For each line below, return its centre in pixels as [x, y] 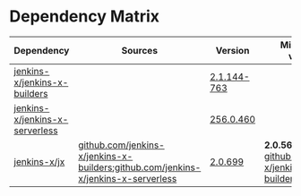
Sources [140, 50]
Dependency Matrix [84, 17]
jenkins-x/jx [39, 161]
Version [232, 50]
